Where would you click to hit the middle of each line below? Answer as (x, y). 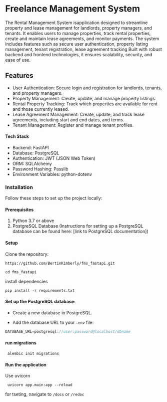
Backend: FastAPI (30, 147)
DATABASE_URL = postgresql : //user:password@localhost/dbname (68, 331)
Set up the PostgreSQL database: (40, 302)
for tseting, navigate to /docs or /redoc (45, 394)
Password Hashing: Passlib (40, 169)
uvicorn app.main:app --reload (40, 385)
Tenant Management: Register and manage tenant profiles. (73, 125)
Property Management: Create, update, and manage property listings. (84, 98)
